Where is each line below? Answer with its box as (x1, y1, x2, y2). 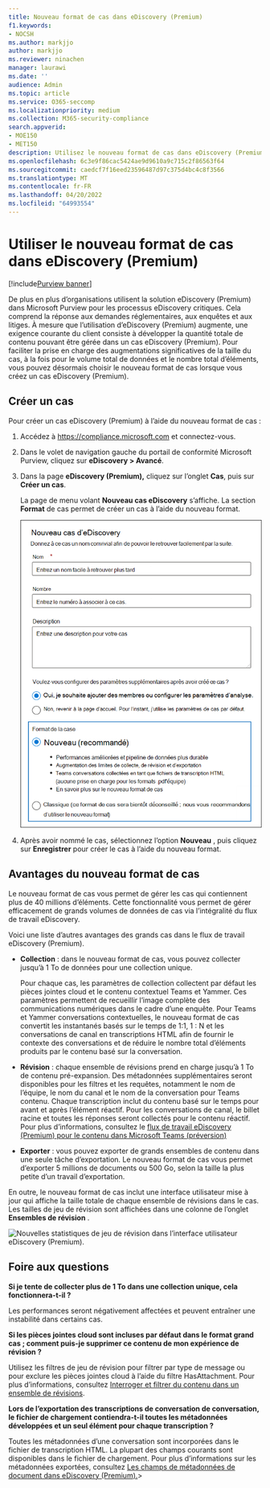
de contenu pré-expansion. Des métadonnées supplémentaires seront (19, 1070, 253, 1080)
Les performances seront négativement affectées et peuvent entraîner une (8, 1306, 256, 1315)
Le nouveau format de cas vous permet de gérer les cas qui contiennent (8, 888, 247, 898)
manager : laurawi (8, 64, 67, 72)
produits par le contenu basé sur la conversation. (19, 1046, 183, 1056)
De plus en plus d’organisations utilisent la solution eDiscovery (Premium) (8, 294, 252, 304)
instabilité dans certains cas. (8, 1314, 103, 1324)
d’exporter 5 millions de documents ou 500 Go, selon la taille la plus (19, 1162, 245, 1173)
